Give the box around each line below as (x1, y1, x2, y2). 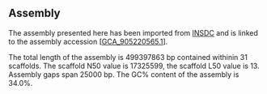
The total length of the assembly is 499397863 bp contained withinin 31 (8, 52, 248, 62)
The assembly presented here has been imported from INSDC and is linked (8, 28, 259, 37)
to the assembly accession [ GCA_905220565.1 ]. (8, 36, 168, 46)
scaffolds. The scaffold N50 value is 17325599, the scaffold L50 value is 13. (8, 61, 261, 70)
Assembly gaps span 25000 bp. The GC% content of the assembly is (8, 69, 239, 79)
